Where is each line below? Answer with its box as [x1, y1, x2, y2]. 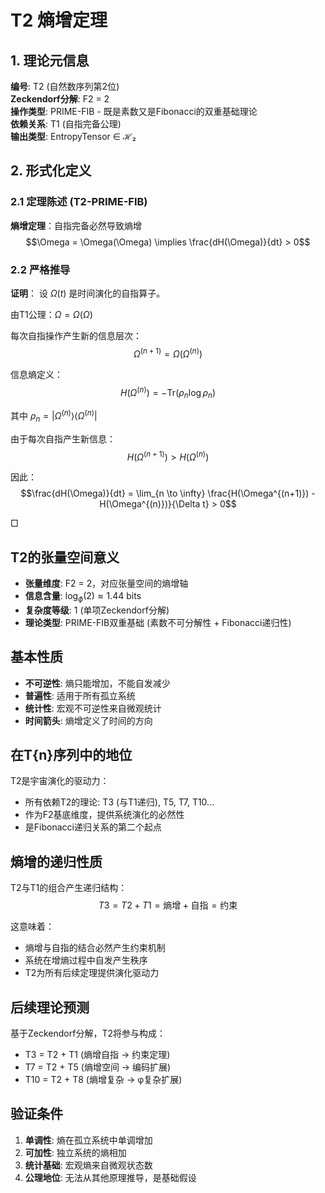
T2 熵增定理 [10, 9, 108, 32]
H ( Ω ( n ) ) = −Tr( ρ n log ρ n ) [119, 384, 217, 401]
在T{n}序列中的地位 [10, 747, 133, 764]
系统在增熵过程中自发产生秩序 [24, 954, 148, 966]
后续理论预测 [10, 999, 90, 1016]
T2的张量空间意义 [10, 549, 120, 566]
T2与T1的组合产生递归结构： [10, 882, 128, 894]
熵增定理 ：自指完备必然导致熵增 [10, 219, 142, 231]
